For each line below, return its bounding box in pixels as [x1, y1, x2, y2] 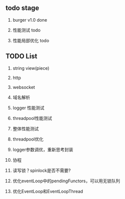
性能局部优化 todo [12, 37, 50, 43]
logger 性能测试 [12, 105, 45, 111]
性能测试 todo [12, 27, 41, 33]
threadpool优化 [12, 136, 44, 142]
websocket [12, 84, 35, 90]
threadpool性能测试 [12, 115, 52, 121]
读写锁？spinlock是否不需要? [12, 167, 71, 173]
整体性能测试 [12, 125, 39, 132]
